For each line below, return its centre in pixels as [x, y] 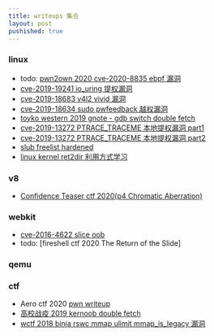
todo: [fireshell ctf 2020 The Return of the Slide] [100, 243]
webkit [22, 216]
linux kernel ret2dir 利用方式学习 [74, 156]
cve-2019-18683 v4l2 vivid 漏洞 [73, 98]
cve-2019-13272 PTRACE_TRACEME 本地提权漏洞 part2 [113, 137]
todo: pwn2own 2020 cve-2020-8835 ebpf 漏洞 [100, 78]
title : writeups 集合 [44, 16]
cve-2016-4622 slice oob [62, 235]
